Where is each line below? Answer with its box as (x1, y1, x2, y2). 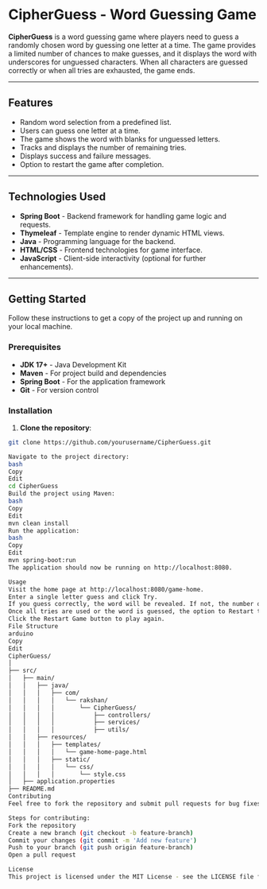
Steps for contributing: (8, 813, 91, 822)
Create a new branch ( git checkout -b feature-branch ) (8, 829, 194, 837)
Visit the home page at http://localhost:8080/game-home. (8, 585, 204, 593)
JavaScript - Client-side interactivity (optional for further (19, 253, 207, 263)
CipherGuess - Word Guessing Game (8, 6, 257, 24)
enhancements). (19, 262, 74, 271)
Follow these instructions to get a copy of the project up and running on (8, 313, 243, 323)
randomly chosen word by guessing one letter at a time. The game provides (8, 40, 257, 49)
